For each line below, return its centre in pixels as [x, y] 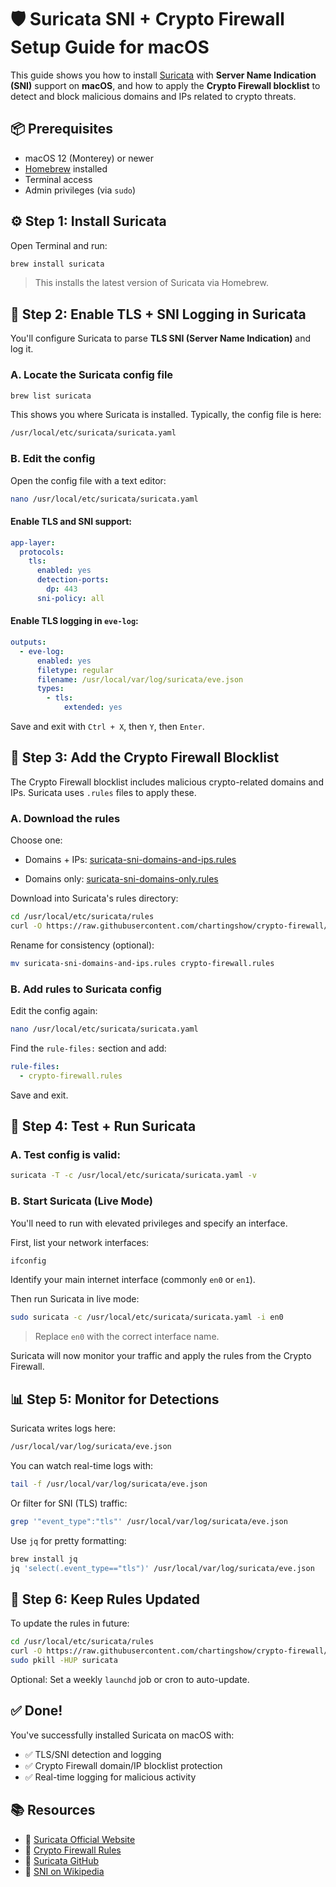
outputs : [28, 642]
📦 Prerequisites [62, 129]
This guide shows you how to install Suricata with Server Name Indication [163, 75]
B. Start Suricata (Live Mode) [81, 1201]
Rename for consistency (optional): [82, 945]
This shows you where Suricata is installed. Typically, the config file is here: [166, 415]
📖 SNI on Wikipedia [64, 1871]
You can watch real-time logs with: [82, 1465]
